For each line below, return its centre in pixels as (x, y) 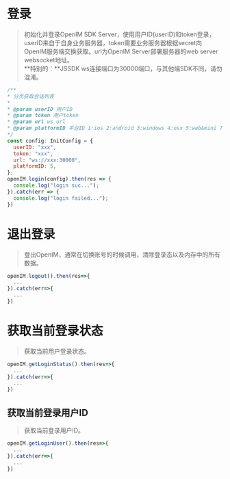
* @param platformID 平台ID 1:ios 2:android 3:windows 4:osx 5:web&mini (112, 128)
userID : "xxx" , (35, 147)
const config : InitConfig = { (50, 141)
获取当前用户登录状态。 (57, 351)
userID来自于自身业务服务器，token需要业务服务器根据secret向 (113, 42)
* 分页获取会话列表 (31, 96)
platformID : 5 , (35, 166)
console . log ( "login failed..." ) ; (61, 198)
